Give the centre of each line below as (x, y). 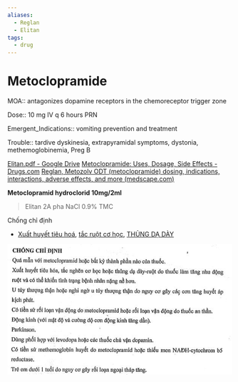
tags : (15, 38)
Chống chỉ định (30, 220)
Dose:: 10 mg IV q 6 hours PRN (52, 115)
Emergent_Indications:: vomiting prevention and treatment (93, 129)
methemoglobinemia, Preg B (49, 150)
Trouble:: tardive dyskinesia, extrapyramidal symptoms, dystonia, (103, 143)
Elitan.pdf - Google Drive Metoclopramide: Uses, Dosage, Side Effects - (113, 164)
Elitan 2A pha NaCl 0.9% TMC (69, 207)
